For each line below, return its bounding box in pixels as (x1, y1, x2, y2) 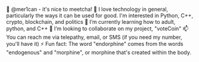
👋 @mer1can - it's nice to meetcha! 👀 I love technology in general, (6, 6, 169, 13)
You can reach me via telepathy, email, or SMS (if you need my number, (6, 33, 182, 41)
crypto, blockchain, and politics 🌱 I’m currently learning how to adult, (6, 18, 176, 25)
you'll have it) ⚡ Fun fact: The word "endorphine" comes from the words (6, 41, 183, 47)
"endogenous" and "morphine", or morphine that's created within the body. (6, 49, 192, 56)
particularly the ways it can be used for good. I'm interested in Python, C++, (6, 12, 194, 19)
